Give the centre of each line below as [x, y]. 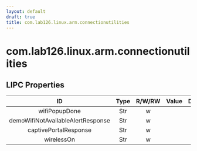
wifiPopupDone [60, 111]
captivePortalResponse [60, 130]
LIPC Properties [35, 85]
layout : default [26, 11]
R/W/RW [148, 101]
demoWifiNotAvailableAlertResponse [60, 121]
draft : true [21, 17]
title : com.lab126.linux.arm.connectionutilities [68, 22]
